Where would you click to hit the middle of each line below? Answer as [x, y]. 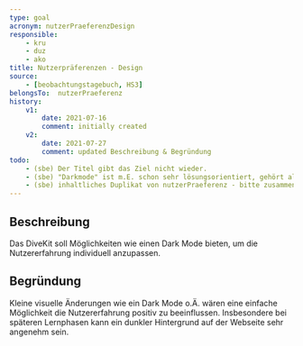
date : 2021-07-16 [74, 118]
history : [26, 101]
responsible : [34, 34]
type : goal [30, 18]
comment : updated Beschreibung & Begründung [127, 151]
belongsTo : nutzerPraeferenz [66, 93]
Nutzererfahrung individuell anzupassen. [85, 252]
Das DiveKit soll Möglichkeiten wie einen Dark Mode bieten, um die [134, 243]
